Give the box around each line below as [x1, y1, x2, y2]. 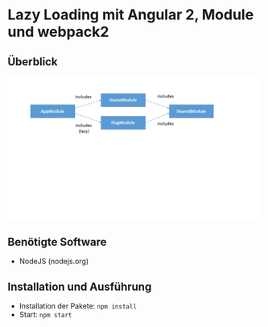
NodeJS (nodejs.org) [19, 256, 89, 267]
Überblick [7, 55, 58, 68]
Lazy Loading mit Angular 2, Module [7, 6, 254, 24]
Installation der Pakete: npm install [19, 301, 138, 311]
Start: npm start [19, 310, 72, 320]
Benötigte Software [7, 235, 107, 249]
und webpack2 [7, 23, 109, 41]
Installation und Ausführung [7, 279, 152, 293]
